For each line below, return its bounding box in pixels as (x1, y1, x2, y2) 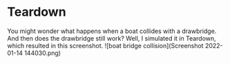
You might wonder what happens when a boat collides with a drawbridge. (7, 27, 217, 35)
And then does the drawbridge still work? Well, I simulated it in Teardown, (7, 34, 216, 42)
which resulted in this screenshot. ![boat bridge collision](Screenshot (7, 41, 204, 50)
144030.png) (23, 49, 61, 57)
